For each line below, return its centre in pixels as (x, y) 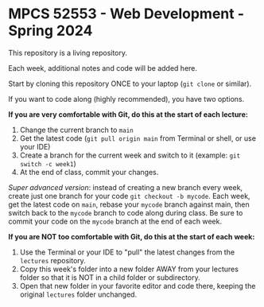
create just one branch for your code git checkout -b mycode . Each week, (129, 196)
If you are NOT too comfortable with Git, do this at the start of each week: (132, 236)
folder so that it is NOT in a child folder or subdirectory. (110, 277)
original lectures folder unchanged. (78, 294)
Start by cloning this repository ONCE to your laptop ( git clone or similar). (130, 84)
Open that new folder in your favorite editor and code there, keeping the (138, 286)
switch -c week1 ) (48, 163)
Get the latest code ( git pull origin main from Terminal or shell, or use (138, 138)
